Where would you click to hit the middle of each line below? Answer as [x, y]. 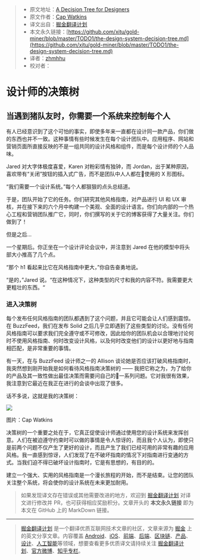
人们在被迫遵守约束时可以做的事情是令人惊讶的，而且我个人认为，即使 [102, 440]
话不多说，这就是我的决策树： [43, 396]
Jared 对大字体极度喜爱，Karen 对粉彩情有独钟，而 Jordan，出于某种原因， [99, 166]
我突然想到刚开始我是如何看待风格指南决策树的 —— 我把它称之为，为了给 [96, 368]
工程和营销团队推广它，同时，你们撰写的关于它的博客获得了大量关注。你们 [102, 214]
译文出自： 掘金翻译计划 [58, 24]
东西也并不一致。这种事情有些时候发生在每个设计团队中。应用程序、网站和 [102, 139]
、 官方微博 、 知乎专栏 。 [55, 551]
